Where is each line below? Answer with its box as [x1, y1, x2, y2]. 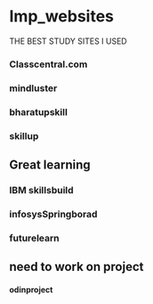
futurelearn [9, 232, 60, 244]
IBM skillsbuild [9, 184, 74, 196]
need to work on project [9, 259, 144, 275]
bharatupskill [9, 105, 68, 118]
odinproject [9, 283, 53, 295]
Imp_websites [9, 6, 114, 27]
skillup [9, 129, 39, 142]
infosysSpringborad [9, 208, 98, 220]
